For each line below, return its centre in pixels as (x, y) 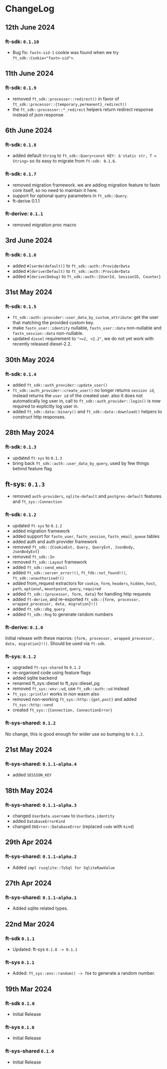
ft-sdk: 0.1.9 (21, 88)
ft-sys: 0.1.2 (21, 656)
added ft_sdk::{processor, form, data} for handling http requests (81, 594)
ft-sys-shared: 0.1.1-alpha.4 (41, 764)
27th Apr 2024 (28, 883)
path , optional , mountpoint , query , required (57, 588)
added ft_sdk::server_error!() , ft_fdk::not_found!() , (70, 573)
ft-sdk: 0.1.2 (21, 514)
